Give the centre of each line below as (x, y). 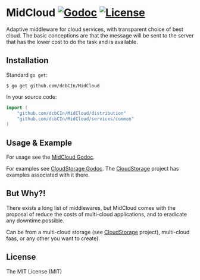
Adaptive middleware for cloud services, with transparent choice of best (95, 29)
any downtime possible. (35, 221)
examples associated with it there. (48, 175)
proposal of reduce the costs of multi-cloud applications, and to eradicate (97, 214)
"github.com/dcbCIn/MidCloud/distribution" (72, 113)
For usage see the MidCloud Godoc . (51, 157)
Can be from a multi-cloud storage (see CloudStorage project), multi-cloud (98, 232)
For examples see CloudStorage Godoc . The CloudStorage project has (93, 169)
